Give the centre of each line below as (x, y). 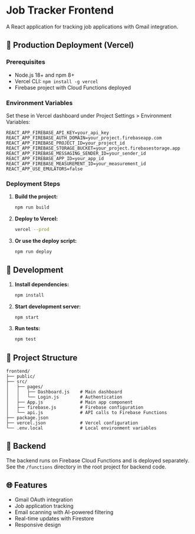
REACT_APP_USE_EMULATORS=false (44, 169)
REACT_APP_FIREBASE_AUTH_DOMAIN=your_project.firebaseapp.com (84, 138)
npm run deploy (33, 252)
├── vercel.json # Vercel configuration (72, 423)
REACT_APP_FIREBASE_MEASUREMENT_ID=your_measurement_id (76, 164)
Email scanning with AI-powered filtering (64, 512)
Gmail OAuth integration (44, 499)
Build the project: (36, 197)
